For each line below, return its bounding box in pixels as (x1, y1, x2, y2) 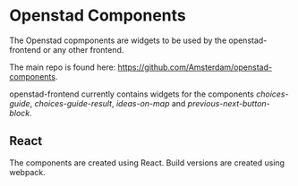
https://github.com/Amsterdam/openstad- (117, 62, 273, 72)
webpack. (9, 166, 47, 177)
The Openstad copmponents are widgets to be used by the (9, 35, 227, 46)
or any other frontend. (43, 44, 124, 55)
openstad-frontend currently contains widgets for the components (9, 89, 255, 99)
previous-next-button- (187, 97, 270, 108)
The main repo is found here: (9, 62, 116, 72)
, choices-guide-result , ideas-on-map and (30, 97, 186, 108)
